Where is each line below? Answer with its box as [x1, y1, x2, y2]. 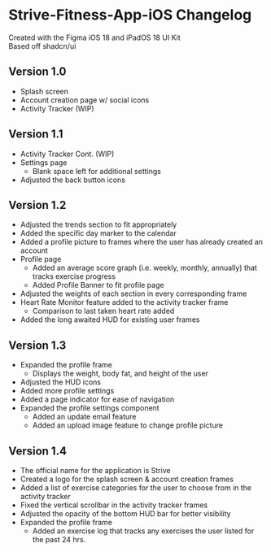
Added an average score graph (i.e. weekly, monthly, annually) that [32, 263, 258, 273]
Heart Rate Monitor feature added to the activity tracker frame [20, 298, 229, 307]
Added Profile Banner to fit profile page [32, 280, 164, 290]
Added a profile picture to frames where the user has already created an [20, 237, 263, 247]
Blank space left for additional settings [32, 166, 161, 176]
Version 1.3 [8, 338, 67, 352]
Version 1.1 [8, 128, 63, 141]
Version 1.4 [8, 444, 68, 458]
